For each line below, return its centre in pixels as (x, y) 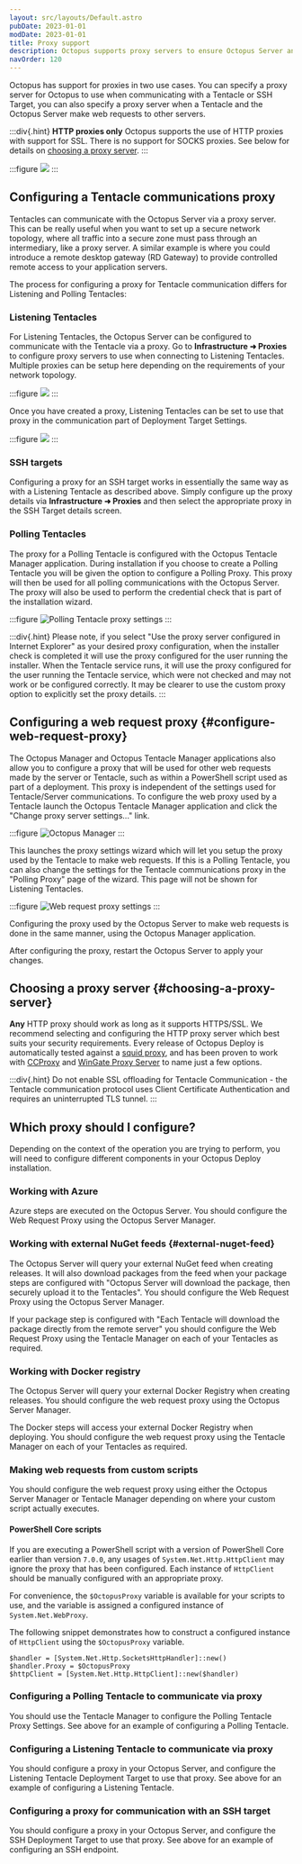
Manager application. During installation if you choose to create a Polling (144, 563)
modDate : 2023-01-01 (48, 34)
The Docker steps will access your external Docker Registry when (131, 1427)
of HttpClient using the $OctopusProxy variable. (97, 1642)
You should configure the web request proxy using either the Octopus (138, 1489)
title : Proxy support (50, 43)
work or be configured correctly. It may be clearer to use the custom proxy (147, 684)
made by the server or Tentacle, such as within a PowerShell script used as (148, 777)
